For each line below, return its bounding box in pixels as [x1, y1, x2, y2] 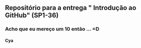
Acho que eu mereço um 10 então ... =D [5, 26, 99, 33]
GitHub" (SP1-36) [5, 12, 59, 20]
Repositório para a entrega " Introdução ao [5, 4, 137, 12]
